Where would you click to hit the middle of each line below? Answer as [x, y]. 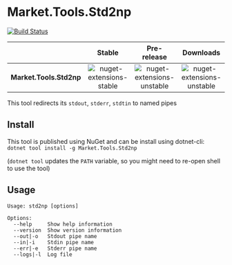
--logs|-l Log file [43, 254]
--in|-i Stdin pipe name [54, 242]
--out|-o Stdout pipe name [55, 236]
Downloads [202, 53]
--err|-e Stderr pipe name [55, 248]
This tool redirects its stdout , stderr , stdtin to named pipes [92, 103]
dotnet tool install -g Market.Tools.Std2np [72, 148]
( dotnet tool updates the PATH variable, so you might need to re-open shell [114, 161]
